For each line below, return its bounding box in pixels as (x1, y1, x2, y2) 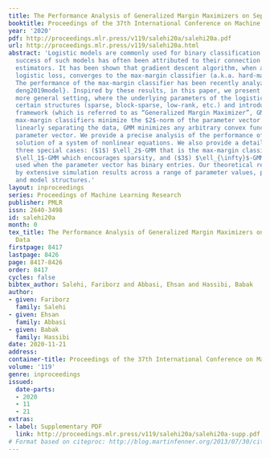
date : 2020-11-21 (8, 341, 67, 349)
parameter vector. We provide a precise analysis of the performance (15, 131, 253, 139)
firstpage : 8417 (8, 243, 63, 251)
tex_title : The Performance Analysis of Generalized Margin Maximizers (8, 228, 253, 237)
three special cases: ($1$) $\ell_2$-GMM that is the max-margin (15, 146, 239, 154)
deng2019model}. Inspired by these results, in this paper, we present (15, 86, 261, 95)
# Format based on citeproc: (8, 437, 106, 446)
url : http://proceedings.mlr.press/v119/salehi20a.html (8, 42, 199, 50)
